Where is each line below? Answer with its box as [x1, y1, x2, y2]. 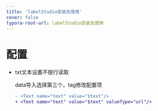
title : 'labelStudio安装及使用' [6, 8, 83, 15]
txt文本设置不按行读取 [14, 68, 69, 76]
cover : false [6, 14, 39, 20]
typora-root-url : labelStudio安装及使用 [6, 20, 104, 26]
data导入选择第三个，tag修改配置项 [14, 82, 102, 89]
